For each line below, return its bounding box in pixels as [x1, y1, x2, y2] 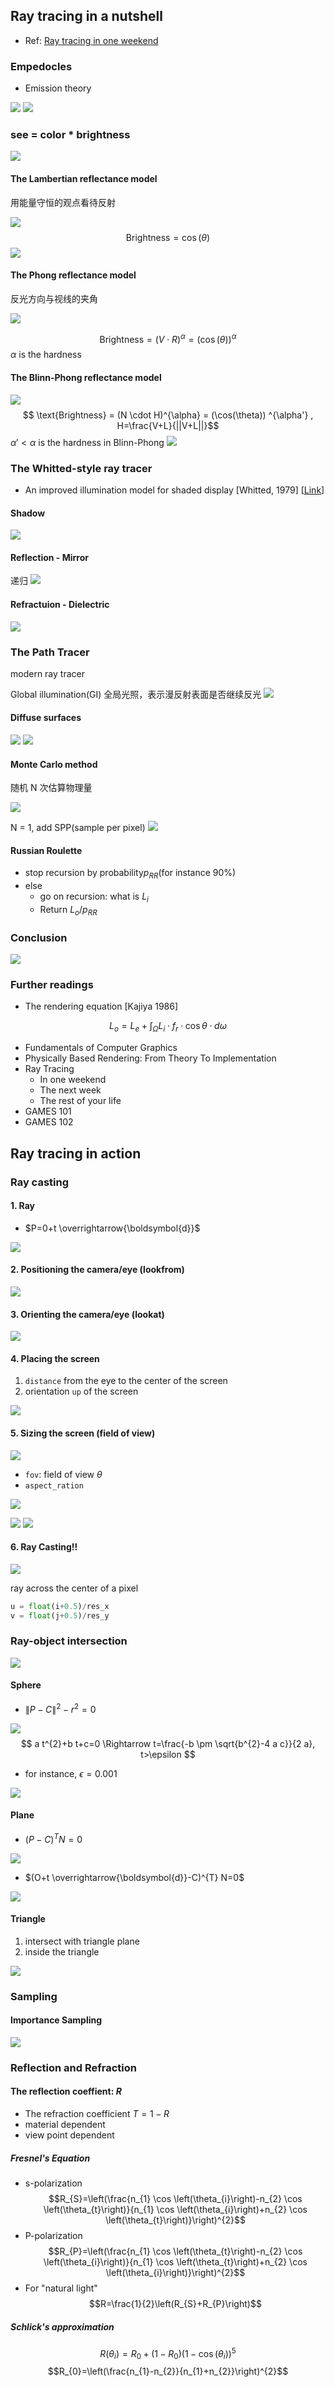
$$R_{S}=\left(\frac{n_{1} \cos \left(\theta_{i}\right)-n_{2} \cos [48, 2192, 303, 2204]
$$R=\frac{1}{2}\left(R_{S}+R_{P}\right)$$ [88, 2297, 262, 2309]
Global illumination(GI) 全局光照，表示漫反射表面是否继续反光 [10, 688, 262, 700]
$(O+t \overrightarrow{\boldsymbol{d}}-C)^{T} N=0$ [24, 1871, 245, 1883]
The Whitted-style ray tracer [10, 461, 153, 475]
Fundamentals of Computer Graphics [24, 1042, 178, 1054]
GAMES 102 [24, 1116, 74, 1128]
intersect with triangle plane [24, 1935, 140, 1947]
